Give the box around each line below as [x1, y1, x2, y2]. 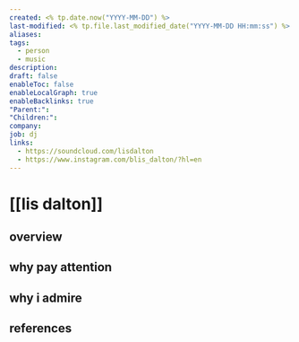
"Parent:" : [9, 105, 50, 114]
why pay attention [9, 259, 113, 275]
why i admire [9, 290, 82, 305]
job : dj [9, 130, 38, 139]
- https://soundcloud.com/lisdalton [17, 146, 154, 155]
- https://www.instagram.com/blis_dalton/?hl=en [17, 154, 202, 164]
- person [17, 47, 50, 56]
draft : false [9, 72, 58, 81]
